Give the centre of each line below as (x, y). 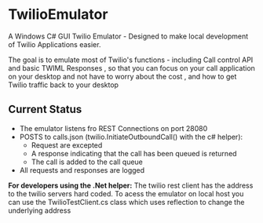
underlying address (40, 210)
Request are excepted (67, 145)
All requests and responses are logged (82, 170)
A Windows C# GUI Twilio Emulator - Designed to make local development (128, 36)
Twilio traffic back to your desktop (64, 85)
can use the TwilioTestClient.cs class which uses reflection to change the (126, 202)
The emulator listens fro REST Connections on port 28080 (113, 128)
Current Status (45, 110)
